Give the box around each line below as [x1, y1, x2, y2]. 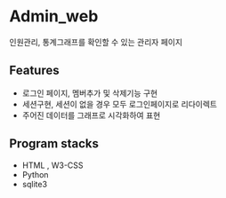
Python [21, 169, 49, 179]
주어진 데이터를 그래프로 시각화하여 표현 [21, 109, 161, 121]
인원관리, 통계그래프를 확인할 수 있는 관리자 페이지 [9, 36, 183, 47]
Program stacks [9, 136, 100, 152]
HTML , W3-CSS [21, 160, 84, 170]
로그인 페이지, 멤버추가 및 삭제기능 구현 [21, 87, 158, 99]
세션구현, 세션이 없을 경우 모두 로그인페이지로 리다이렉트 [21, 99, 218, 109]
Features [9, 63, 60, 78]
